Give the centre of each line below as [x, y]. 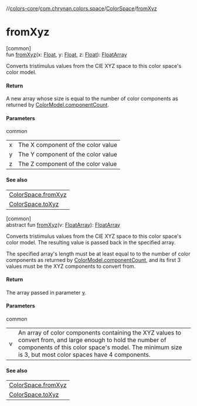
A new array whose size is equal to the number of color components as [92, 98]
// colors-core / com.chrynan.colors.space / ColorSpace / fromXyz [81, 8]
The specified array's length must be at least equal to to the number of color [98, 254]
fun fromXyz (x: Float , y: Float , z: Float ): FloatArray [67, 54]
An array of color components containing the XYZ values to [100, 332]
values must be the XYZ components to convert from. [71, 266]
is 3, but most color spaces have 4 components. [84, 354]
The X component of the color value [68, 145]
